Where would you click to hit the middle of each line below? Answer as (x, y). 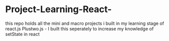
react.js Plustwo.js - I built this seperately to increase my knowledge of (79, 28)
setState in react (22, 34)
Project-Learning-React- (59, 9)
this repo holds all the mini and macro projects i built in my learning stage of (85, 23)
